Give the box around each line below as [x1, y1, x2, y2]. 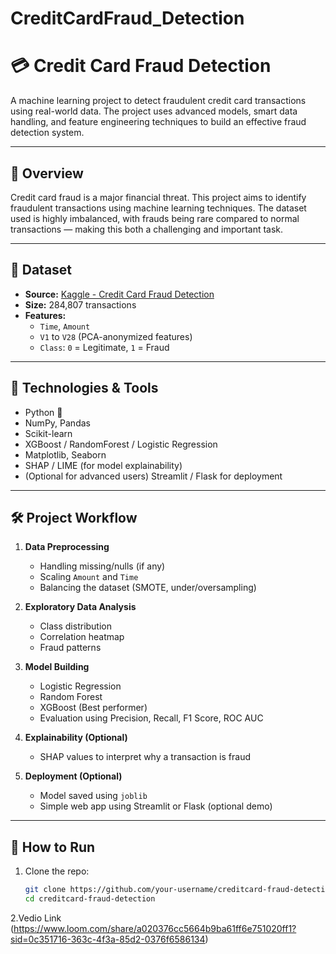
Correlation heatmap [39, 631, 125, 643]
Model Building [24, 661, 90, 673]
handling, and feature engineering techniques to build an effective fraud [10, 116, 307, 128]
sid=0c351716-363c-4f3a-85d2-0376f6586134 [10, 933, 206, 945]
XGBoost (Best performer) [39, 702, 148, 714]
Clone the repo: [24, 865, 90, 877]
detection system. [10, 127, 85, 139]
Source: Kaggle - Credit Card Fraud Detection [24, 288, 215, 300]
